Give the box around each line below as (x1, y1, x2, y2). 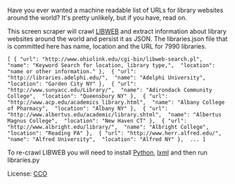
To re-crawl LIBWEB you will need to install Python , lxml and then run (7, 148, 208, 157)
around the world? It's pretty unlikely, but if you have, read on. (7, 13, 188, 22)
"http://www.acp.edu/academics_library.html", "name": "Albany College (7, 99, 225, 106)
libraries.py (7, 156, 40, 164)
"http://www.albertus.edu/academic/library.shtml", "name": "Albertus (7, 111, 222, 118)
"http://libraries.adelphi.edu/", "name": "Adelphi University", (7, 74, 206, 81)
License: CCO (7, 169, 48, 178)
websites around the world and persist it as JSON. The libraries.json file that (7, 35, 228, 43)
